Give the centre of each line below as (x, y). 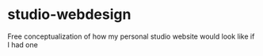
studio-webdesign (69, 15)
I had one (23, 44)
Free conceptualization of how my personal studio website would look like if (131, 36)
